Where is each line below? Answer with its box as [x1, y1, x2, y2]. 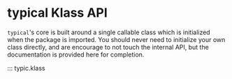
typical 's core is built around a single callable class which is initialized [7, 28, 211, 36]
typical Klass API [7, 5, 108, 21]
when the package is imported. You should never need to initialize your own [7, 35, 226, 43]
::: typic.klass [7, 64, 45, 72]
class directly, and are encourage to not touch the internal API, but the [7, 43, 210, 51]
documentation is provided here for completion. [7, 50, 145, 59]
